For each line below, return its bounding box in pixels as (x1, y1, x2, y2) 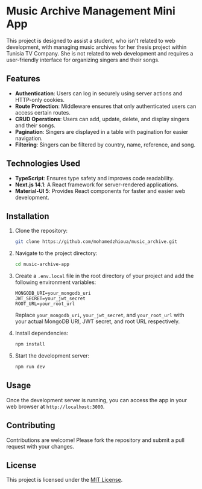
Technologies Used (6, 159, 80, 169)
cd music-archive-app (14, 261, 69, 268)
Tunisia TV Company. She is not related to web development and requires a (6, 49, 194, 57)
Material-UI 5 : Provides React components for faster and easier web (14, 187, 186, 194)
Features (6, 74, 40, 84)
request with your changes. (6, 443, 74, 450)
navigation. (14, 134, 43, 142)
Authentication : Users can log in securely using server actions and (14, 89, 183, 97)
